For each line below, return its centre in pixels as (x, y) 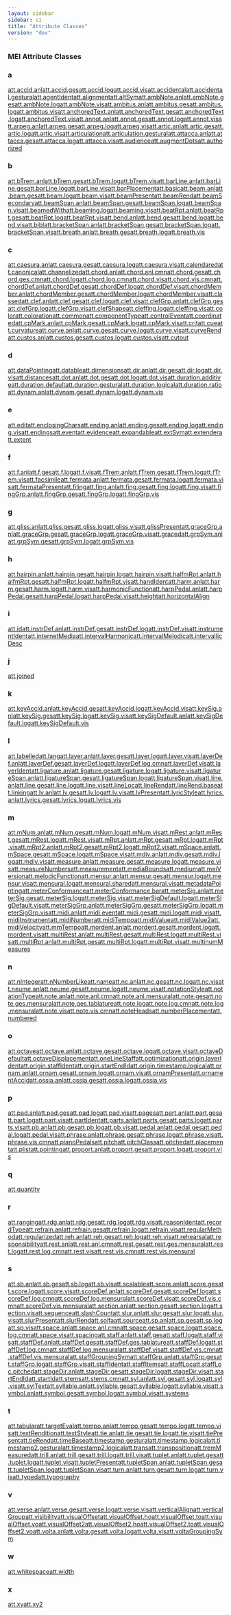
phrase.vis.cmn (29, 1142)
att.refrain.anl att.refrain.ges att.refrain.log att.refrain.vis (102, 1229)
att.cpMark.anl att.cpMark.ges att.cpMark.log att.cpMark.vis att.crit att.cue (116, 323)
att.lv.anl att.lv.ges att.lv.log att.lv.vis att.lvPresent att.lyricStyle (114, 792)
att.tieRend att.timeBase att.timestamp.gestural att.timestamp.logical (114, 1441)
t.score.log (23, 1291)
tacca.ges (22, 141)
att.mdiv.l (208, 854)
